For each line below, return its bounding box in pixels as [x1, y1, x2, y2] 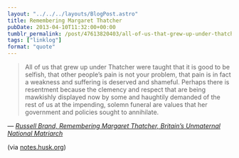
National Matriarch [7, 129, 63, 137]
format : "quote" [7, 43, 55, 50]
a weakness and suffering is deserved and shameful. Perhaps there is [24, 78, 230, 86]
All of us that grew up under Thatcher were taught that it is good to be [24, 63, 230, 71]
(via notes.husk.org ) [7, 143, 66, 151]
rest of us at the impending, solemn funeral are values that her [24, 101, 208, 108]
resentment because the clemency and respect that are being [24, 86, 206, 94]
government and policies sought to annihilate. [24, 108, 159, 116]
